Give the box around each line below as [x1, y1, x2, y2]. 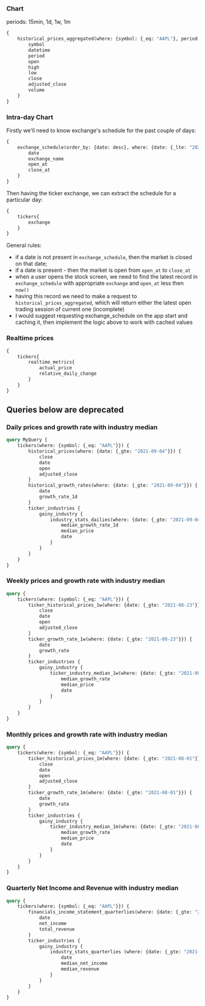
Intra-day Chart [6, 113, 54, 121]
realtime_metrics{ [28, 359, 75, 366]
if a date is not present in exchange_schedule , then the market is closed [15, 253, 192, 261]
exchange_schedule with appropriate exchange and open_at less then [15, 280, 184, 287]
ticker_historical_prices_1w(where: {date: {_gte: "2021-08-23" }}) [28, 602, 203, 608]
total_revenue [38, 926, 75, 932]
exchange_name [28, 156, 64, 162]
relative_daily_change [38, 370, 97, 377]
